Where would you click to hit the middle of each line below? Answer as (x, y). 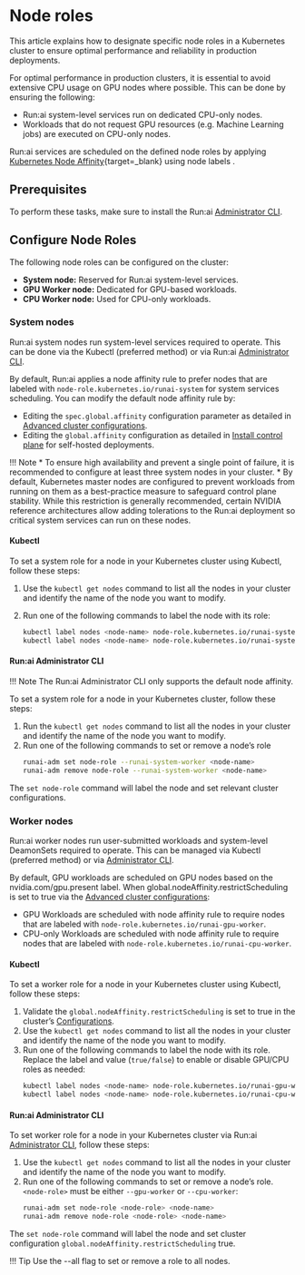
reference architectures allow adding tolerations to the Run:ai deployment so (152, 510)
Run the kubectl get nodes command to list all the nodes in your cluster (157, 726)
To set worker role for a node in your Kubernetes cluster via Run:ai (133, 1135)
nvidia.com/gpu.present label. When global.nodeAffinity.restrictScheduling (149, 888)
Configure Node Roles (73, 240)
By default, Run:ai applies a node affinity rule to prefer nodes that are (138, 378)
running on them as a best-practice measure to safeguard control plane (143, 491)
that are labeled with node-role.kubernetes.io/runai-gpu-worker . (144, 924)
